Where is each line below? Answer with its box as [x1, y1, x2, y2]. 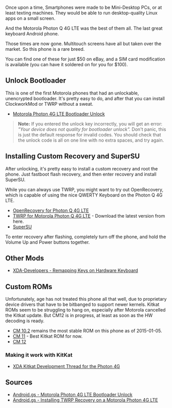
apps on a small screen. [5, 15, 56, 21]
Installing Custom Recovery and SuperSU [5, 152, 140, 161]
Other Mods [5, 254, 45, 263]
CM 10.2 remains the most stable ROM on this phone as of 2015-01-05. [12, 328, 162, 334]
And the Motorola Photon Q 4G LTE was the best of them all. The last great [5, 25, 163, 31]
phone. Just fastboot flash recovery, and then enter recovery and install [5, 171, 157, 177]
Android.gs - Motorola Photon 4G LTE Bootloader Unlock [12, 392, 133, 398]
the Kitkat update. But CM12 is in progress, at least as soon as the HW [5, 313, 153, 319]
